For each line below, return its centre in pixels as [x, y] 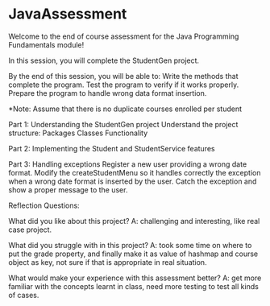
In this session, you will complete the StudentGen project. [104, 60]
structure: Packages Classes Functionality [78, 133]
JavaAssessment [68, 14]
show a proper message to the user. [68, 189]
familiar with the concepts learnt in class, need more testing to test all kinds [134, 286]
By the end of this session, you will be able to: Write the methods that [123, 76]
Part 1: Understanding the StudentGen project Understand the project [123, 124]
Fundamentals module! [46, 44]
